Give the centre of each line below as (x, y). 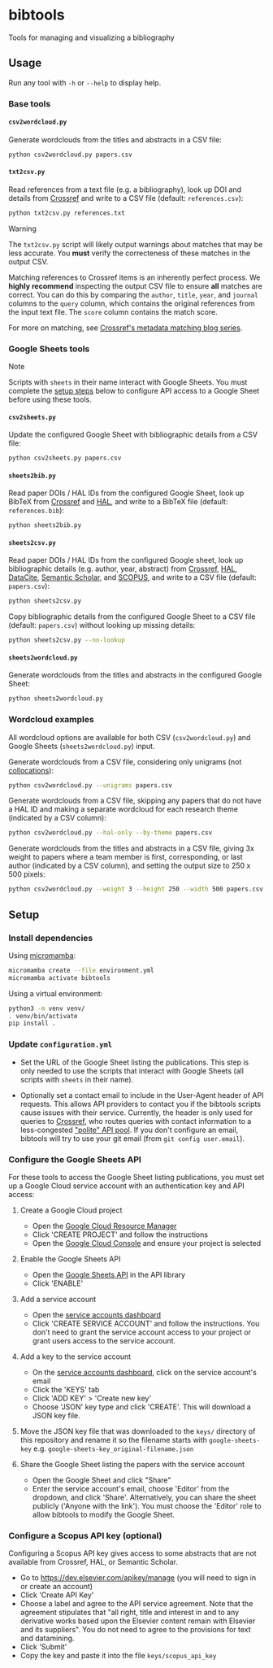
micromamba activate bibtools (60, 978)
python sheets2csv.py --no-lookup (67, 640)
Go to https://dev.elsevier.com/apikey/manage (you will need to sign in (138, 1578)
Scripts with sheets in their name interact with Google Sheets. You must (128, 382)
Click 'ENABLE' (58, 1283)
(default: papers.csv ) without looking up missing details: (102, 625)
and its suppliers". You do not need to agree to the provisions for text (135, 1630)
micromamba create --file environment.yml (81, 970)
